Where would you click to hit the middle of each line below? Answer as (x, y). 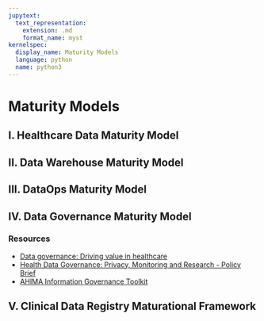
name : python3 (38, 67)
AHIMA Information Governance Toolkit (84, 281)
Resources (29, 239)
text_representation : (51, 23)
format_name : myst (53, 38)
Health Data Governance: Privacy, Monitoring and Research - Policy (130, 264)
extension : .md (48, 30)
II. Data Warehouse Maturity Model (96, 162)
